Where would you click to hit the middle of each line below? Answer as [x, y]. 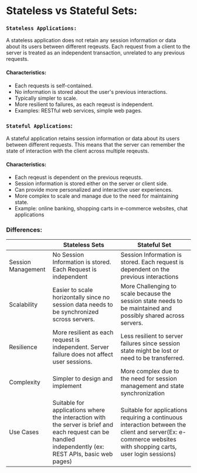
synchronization [143, 393]
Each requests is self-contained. [54, 86]
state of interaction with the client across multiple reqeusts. [78, 151]
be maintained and [146, 308]
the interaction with [79, 417]
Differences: [24, 230]
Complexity [25, 382]
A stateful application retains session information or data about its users [93, 138]
